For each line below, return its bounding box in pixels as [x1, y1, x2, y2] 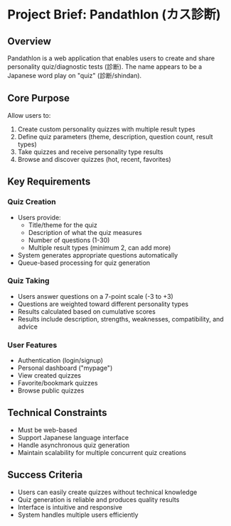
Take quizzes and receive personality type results [17, 147, 163, 156]
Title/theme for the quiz [28, 221, 97, 229]
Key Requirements [7, 175, 91, 188]
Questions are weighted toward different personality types [17, 300, 189, 308]
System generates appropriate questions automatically [17, 251, 178, 259]
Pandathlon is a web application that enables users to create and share [7, 54, 215, 62]
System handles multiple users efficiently [17, 510, 139, 519]
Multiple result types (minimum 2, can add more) [28, 243, 171, 252]
